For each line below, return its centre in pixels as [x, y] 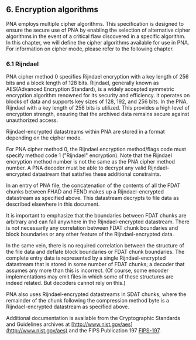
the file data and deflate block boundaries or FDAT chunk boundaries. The [95, 252]
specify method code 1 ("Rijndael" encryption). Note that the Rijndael [89, 155]
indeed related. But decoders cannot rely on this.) [66, 283]
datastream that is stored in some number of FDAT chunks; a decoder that [95, 264]
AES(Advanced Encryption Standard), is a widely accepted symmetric [90, 89]
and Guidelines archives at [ [40, 324]
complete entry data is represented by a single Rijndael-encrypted [86, 258]
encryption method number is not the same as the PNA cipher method [91, 162]
